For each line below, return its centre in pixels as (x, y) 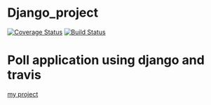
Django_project (53, 13)
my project (23, 94)
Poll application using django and (106, 60)
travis (25, 75)
